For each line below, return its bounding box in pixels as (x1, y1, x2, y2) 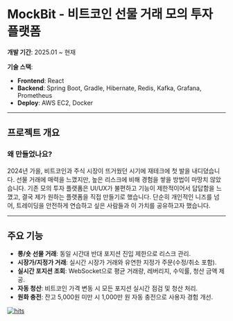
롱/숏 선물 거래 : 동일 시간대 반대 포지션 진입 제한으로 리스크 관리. (17, 250, 191, 258)
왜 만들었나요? (7, 150, 53, 159)
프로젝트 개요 (7, 127, 60, 139)
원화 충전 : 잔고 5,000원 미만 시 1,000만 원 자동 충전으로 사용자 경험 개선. (17, 293, 214, 302)
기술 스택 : (7, 62, 33, 71)
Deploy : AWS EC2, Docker (17, 98, 94, 107)
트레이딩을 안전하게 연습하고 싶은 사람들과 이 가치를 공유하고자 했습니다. (16, 201, 211, 209)
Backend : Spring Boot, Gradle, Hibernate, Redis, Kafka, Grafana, (17, 84, 202, 92)
